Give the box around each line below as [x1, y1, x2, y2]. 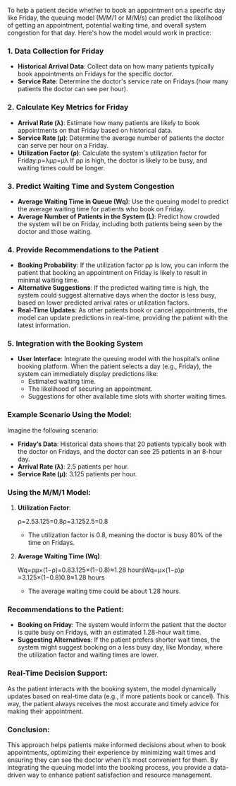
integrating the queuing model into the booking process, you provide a [7, 763, 212, 771]
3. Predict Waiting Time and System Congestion [7, 181, 175, 191]
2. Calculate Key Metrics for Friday [7, 102, 129, 112]
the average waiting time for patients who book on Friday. [17, 204, 185, 213]
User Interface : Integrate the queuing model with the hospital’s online [17, 355, 220, 363]
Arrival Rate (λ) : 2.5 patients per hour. [17, 462, 129, 471]
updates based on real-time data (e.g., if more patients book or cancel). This [7, 692, 230, 700]
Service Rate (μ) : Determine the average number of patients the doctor [17, 134, 225, 142]
